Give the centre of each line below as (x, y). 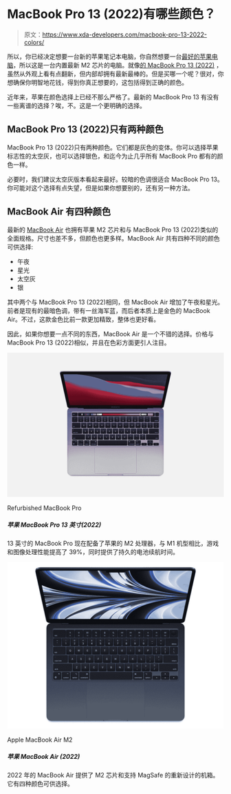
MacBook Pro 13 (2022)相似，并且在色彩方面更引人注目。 (89, 343)
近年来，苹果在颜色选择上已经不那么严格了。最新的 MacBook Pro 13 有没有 (113, 96)
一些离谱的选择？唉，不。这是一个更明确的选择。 (76, 105)
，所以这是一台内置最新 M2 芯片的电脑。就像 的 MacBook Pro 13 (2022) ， (118, 65)
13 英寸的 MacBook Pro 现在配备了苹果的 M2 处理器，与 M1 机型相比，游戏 (113, 543)
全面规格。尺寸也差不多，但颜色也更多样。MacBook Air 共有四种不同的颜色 (113, 238)
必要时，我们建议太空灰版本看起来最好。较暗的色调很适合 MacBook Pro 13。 (115, 179)
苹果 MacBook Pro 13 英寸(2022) (54, 525)
